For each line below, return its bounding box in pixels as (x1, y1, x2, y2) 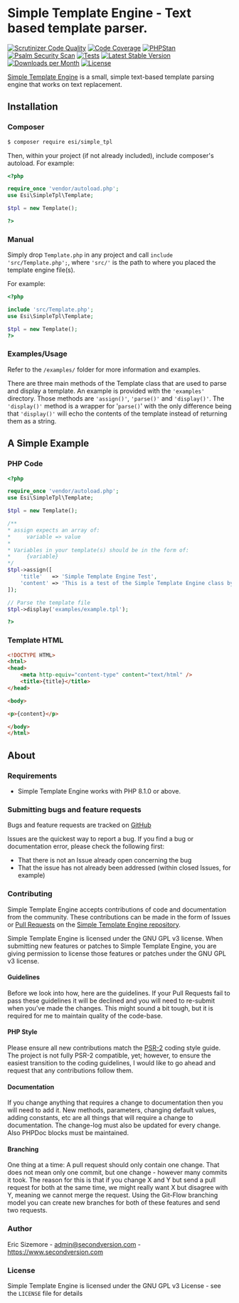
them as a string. (7, 416, 57, 425)
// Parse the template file (7, 599, 91, 606)
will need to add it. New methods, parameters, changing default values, (7, 1106, 217, 1114)
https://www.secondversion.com (7, 1247, 103, 1256)
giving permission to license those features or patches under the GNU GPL (7, 949, 226, 958)
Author (7, 1224, 33, 1234)
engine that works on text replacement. (7, 80, 122, 88)
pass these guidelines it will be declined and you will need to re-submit (7, 996, 216, 1005)
